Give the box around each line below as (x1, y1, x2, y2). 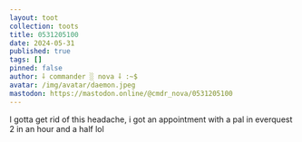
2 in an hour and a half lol (9, 123, 104, 134)
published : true (9, 47, 71, 56)
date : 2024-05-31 (9, 38, 75, 48)
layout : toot (9, 13, 59, 23)
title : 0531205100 (9, 30, 79, 39)
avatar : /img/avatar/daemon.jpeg (9, 80, 136, 90)
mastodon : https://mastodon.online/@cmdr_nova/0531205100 (9, 89, 233, 98)
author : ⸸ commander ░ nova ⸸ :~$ (9, 72, 138, 81)
